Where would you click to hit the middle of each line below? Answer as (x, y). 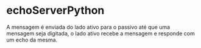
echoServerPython (55, 10)
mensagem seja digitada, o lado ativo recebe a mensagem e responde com (100, 33)
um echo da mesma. (32, 40)
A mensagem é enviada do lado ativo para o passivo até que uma (88, 27)
